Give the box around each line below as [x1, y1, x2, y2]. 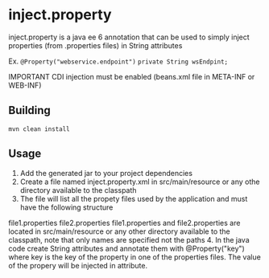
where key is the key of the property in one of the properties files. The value [8, 251, 262, 262]
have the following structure [19, 202, 114, 212]
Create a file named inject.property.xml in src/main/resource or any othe [19, 177, 260, 186]
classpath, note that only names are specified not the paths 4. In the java [8, 235, 250, 244]
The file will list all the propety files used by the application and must [19, 194, 248, 203]
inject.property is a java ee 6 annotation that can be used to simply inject [8, 32, 250, 42]
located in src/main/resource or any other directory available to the [8, 227, 231, 236]
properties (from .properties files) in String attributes [8, 40, 183, 50]
